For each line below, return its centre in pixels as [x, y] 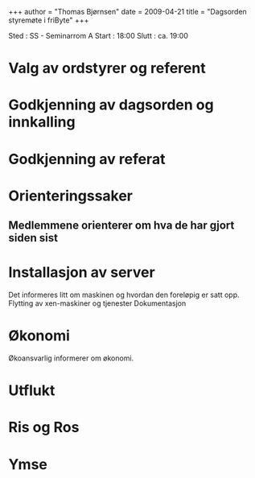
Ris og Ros [44, 428]
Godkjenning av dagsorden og [111, 105]
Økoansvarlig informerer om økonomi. [71, 358]
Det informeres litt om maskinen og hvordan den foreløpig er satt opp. [124, 295]
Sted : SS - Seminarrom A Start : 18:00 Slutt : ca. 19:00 [99, 36]
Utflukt [32, 391]
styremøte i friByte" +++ [49, 20]
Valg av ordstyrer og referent [107, 68]
